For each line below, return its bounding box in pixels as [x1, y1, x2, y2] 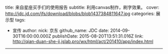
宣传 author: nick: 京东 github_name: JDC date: [12, 27, 109, 33]
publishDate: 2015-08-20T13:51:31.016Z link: [52, 33, 143, 39]
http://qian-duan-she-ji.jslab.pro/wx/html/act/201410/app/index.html [12, 38, 153, 44]
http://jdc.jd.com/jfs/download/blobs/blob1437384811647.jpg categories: [5, 10, 155, 16]
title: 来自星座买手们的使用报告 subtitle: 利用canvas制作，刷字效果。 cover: [5, 4, 159, 10]
